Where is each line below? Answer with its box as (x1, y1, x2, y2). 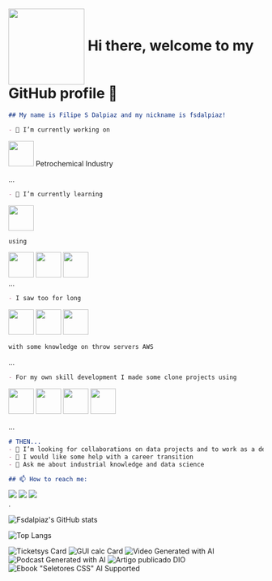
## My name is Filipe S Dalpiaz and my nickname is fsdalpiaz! (8, 110, 227, 119)
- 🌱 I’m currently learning (8, 190, 104, 198)
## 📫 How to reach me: (8, 475, 87, 483)
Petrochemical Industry (35, 158, 113, 168)
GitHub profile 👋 (8, 84, 118, 103)
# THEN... (8, 438, 42, 446)
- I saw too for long (8, 295, 82, 303)
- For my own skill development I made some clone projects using (8, 373, 237, 381)
